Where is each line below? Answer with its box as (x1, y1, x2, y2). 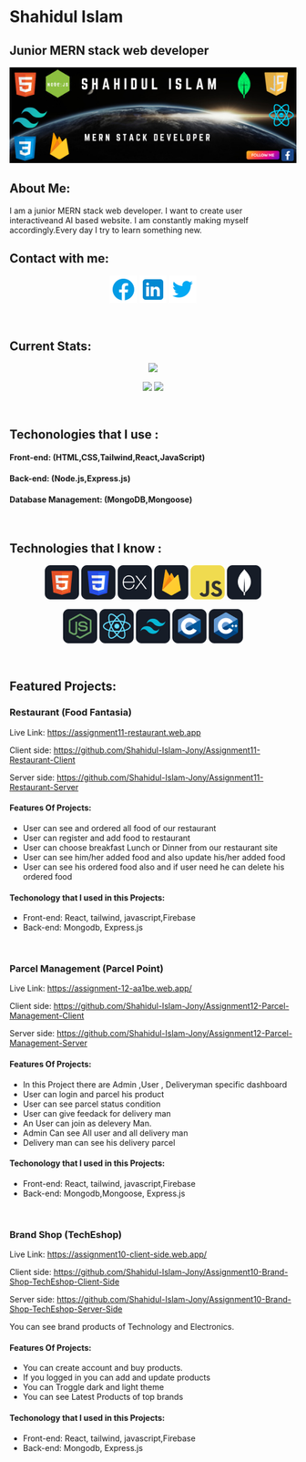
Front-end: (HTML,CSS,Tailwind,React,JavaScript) (9, 452, 206, 463)
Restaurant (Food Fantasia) (9, 706, 132, 719)
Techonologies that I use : (9, 427, 159, 442)
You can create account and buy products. (22, 1363, 184, 1374)
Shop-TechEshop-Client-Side (9, 1276, 120, 1287)
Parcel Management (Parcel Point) (9, 963, 164, 975)
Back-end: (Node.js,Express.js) (9, 473, 131, 484)
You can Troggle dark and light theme (22, 1382, 165, 1393)
